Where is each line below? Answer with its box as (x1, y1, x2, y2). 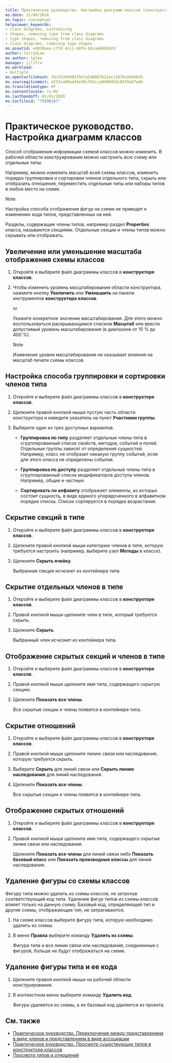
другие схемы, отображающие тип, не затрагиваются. (5, 907, 125, 913)
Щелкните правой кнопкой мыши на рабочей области (12, 976, 131, 982)
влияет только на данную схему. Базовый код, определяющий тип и (5, 901, 155, 908)
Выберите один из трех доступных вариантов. (12, 424, 114, 430)
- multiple (5, 70, 29, 75)
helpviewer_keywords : (5, 22, 52, 27)
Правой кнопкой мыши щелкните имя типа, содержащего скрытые (12, 835, 160, 842)
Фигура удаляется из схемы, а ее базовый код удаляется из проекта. (12, 1002, 165, 1008)
